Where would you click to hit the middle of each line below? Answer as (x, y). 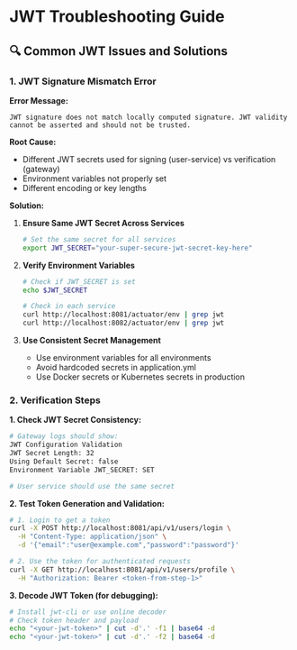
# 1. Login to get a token (60, 520)
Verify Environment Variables (78, 265)
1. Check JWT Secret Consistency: (76, 420)
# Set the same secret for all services (99, 239)
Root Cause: (33, 142)
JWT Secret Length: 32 (52, 453)
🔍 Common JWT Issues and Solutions (118, 51)
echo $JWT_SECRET (55, 290)
